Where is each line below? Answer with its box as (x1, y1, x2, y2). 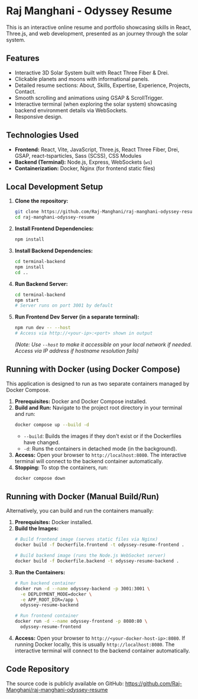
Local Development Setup (6, 181, 103, 191)
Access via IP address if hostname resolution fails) (14, 347, 139, 354)
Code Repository (6, 664, 70, 674)
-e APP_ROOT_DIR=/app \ (20, 597, 79, 603)
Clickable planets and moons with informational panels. (14, 75, 150, 82)
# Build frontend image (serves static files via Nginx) (14, 537, 158, 542)
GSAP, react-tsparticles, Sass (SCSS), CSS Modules (14, 152, 142, 159)
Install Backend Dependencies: (14, 247, 93, 254)
